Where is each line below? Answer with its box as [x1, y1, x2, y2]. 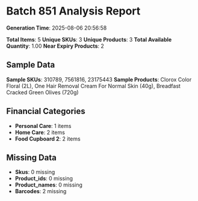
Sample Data [6, 60, 55, 70]
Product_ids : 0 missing [14, 175, 73, 182]
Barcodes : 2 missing [14, 188, 67, 195]
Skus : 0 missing [14, 168, 55, 176]
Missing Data [6, 152, 57, 162]
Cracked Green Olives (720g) [6, 89, 79, 96]
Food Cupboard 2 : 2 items [14, 135, 81, 142]
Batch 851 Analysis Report [6, 4, 141, 18]
